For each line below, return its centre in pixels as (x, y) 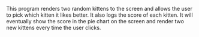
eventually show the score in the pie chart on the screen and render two (95, 21)
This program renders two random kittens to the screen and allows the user (99, 9)
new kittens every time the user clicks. (54, 27)
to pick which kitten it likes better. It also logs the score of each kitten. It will (99, 15)
